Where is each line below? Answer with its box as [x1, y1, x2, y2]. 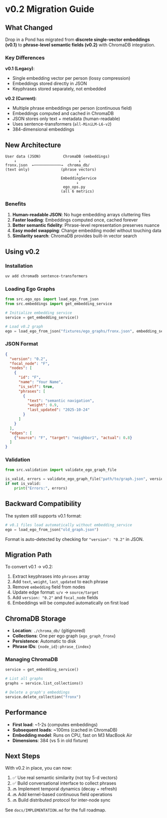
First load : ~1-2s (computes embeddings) [12, 721, 98, 727]
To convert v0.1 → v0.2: [5, 564, 53, 570]
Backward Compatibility [5, 499, 82, 508]
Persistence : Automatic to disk [12, 638, 76, 644]
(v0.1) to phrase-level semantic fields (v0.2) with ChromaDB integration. [5, 42, 156, 48]
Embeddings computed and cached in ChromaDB [12, 111, 114, 117]
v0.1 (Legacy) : [5, 66, 35, 72]
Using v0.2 [5, 247, 40, 256]
